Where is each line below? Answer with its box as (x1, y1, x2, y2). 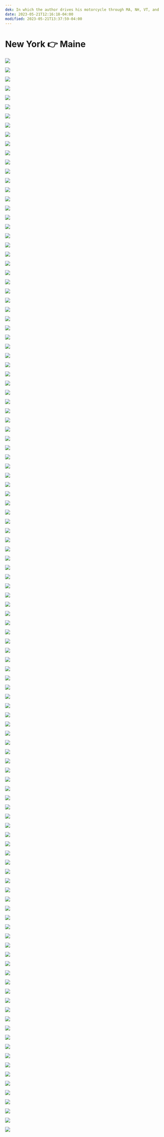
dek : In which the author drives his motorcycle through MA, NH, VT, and (5, 7, 160, 12)
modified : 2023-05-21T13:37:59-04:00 (5, 16, 82, 21)
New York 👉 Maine (5, 38, 86, 50)
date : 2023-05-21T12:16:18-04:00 (5, 12, 74, 17)
